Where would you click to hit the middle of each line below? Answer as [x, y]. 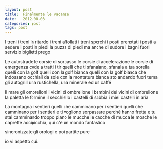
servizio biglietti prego [28, 52]
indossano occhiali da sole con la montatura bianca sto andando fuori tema [81, 77]
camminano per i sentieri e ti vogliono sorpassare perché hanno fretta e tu [81, 112]
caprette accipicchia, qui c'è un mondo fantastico [55, 123]
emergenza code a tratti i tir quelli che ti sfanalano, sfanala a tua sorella [78, 67]
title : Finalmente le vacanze [37, 14]
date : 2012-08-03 [25, 19]
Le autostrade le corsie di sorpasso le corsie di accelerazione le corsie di [79, 62]
